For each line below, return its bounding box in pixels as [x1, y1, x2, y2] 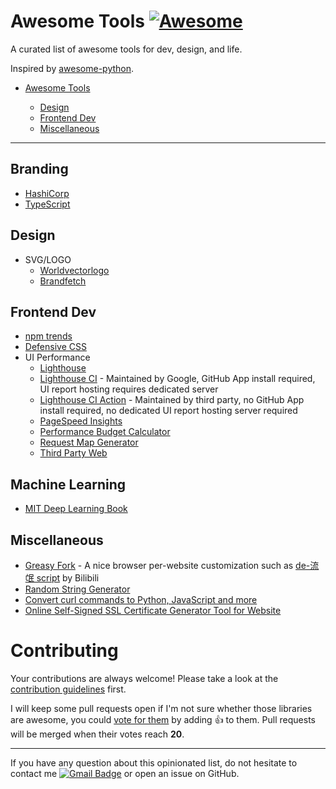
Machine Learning [10, 476, 127, 493]
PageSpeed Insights [39, 415, 123, 427]
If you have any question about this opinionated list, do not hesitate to [10, 756, 298, 769]
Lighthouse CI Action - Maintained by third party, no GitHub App [39, 394, 305, 406]
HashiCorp [24, 187, 70, 199]
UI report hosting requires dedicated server [39, 383, 219, 395]
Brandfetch [39, 275, 87, 287]
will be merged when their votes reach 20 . [10, 728, 185, 740]
